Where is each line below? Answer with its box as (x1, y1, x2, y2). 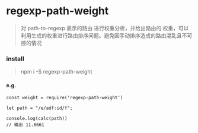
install (6, 55, 25, 63)
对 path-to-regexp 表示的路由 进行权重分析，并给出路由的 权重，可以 (20, 24, 189, 31)
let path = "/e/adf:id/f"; (6, 105, 73, 111)
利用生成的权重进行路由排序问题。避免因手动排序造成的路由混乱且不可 (20, 31, 193, 39)
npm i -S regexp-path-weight (20, 68, 92, 75)
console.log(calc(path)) (6, 116, 68, 122)
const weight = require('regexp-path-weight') (6, 95, 123, 101)
